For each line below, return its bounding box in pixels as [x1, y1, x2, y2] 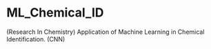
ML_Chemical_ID [6, 5, 104, 21]
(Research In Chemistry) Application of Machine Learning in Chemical [6, 28, 205, 36]
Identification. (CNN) [6, 35, 66, 43]
